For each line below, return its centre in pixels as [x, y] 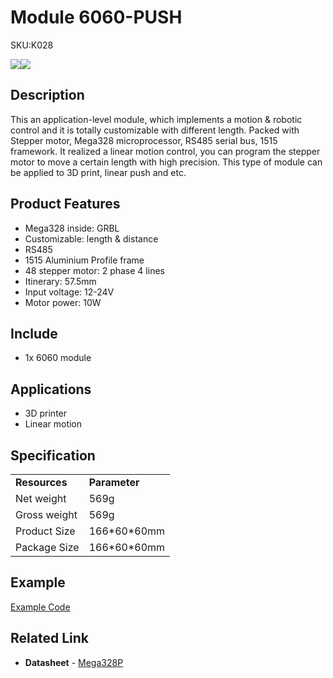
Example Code [40, 607]
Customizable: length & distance [91, 238]
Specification [53, 455]
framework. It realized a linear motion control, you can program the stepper [165, 151]
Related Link [49, 638]
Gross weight [46, 514]
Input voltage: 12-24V [69, 292]
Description [47, 95]
